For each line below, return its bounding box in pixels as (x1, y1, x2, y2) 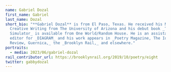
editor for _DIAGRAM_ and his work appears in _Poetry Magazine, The (10, 36, 160, 41)
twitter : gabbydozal (5, 59, 49, 64)
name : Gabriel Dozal (5, 7, 49, 13)
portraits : (5, 45, 28, 50)
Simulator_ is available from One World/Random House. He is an (10, 31, 149, 36)
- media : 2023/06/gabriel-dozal (10, 50, 79, 55)
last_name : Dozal (5, 17, 42, 22)
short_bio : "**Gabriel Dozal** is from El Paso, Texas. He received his (5, 21, 163, 27)
